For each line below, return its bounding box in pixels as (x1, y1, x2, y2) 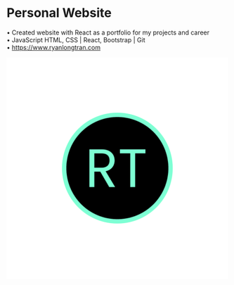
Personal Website (6, 5, 112, 21)
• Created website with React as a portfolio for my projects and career (6, 28, 210, 37)
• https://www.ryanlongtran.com (6, 43, 101, 51)
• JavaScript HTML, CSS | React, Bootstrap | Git (6, 35, 145, 44)
